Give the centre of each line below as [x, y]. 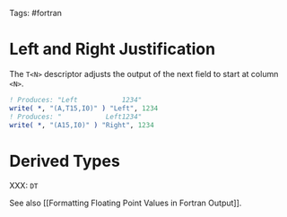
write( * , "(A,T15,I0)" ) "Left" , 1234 [84, 108]
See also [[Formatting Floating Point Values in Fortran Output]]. [126, 203]
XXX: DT [24, 186]
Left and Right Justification [113, 49]
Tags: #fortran [36, 13]
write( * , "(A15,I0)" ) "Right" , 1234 [82, 125]
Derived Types [65, 161]
